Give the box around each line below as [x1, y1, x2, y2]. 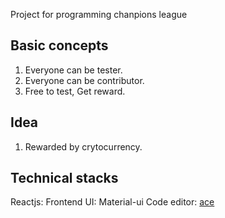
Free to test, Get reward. [24, 85, 126, 97]
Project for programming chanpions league [10, 9, 188, 20]
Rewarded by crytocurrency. [24, 140, 143, 153]
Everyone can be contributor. [24, 74, 145, 86]
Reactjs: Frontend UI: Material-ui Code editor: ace [10, 196, 215, 208]
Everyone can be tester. [24, 64, 123, 76]
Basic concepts [10, 37, 109, 54]
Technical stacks [10, 170, 119, 187]
